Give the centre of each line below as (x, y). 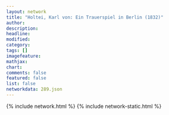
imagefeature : (24, 56)
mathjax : (17, 61)
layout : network (26, 12)
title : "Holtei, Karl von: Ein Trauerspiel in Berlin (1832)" (85, 17)
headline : (18, 34)
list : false (21, 84)
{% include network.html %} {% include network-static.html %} (84, 106)
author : (16, 23)
